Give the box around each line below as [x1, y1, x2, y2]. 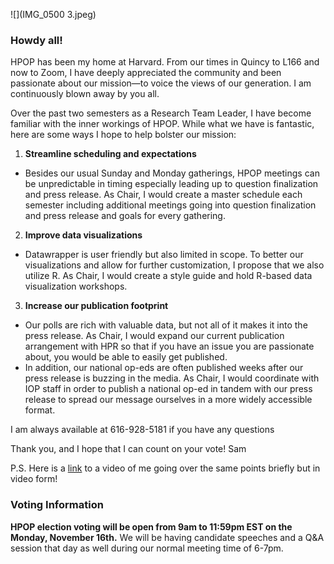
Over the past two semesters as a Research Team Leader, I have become [10, 107, 312, 119]
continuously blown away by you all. [10, 88, 160, 100]
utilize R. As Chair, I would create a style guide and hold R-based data [24, 270, 313, 282]
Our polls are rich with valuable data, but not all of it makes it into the [24, 319, 308, 331]
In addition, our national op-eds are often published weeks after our [24, 362, 304, 374]
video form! [10, 473, 58, 485]
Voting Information [10, 498, 104, 512]
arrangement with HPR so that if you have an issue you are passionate [24, 340, 315, 353]
